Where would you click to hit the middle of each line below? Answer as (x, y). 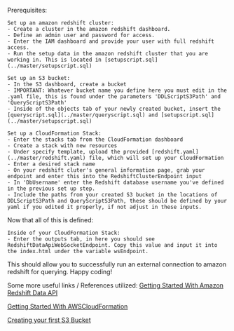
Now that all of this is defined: (50, 220)
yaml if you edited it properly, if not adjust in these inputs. (104, 207)
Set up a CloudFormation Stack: (54, 133)
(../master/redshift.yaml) (47, 158)
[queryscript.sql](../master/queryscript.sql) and (83, 115)
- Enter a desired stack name (51, 164)
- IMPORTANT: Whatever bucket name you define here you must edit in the (117, 90)
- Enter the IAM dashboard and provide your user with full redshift (111, 41)
